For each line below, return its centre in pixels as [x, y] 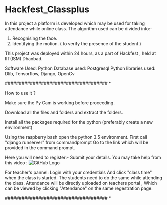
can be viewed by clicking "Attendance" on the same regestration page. [79, 188]
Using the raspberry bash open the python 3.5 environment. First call [76, 137]
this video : [16, 163]
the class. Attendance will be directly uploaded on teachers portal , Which [81, 183]
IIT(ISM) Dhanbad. [24, 58]
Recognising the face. [35, 38]
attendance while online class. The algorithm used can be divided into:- [79, 28]
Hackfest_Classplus [47, 9]
